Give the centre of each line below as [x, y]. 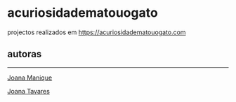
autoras [25, 54]
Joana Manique [30, 78]
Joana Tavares [29, 91]
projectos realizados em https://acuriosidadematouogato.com [97, 32]
